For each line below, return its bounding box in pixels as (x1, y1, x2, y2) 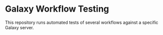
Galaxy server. (5, 24, 34, 30)
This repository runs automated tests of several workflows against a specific (5, 19, 159, 25)
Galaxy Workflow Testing (5, 3, 109, 15)
